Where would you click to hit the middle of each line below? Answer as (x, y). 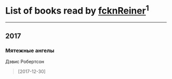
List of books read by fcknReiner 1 (77, 10)
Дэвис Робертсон (25, 61)
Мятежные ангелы (30, 50)
